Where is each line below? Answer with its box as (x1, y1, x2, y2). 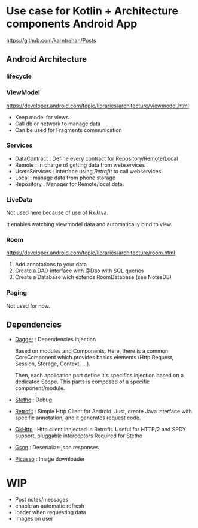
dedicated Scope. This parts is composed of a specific (14, 378, 150, 385)
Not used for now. (6, 302, 51, 310)
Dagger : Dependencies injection (14, 335, 96, 343)
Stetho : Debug (14, 396, 53, 403)
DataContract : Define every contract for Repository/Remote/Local (14, 155, 178, 162)
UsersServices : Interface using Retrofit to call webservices (14, 167, 162, 175)
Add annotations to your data (14, 261, 87, 268)
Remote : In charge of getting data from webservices (14, 161, 145, 169)
